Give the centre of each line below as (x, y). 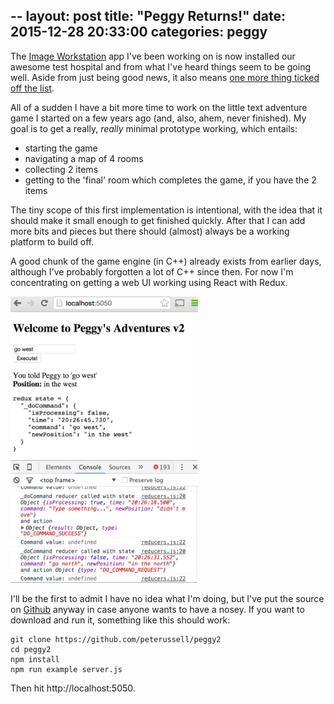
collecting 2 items (61, 169)
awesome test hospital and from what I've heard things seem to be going (160, 66)
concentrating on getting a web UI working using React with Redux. (149, 282)
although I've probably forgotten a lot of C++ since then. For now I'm (152, 271)
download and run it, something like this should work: (120, 620)
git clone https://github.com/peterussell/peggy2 (116, 639)
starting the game (61, 148)
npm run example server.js (66, 669)
